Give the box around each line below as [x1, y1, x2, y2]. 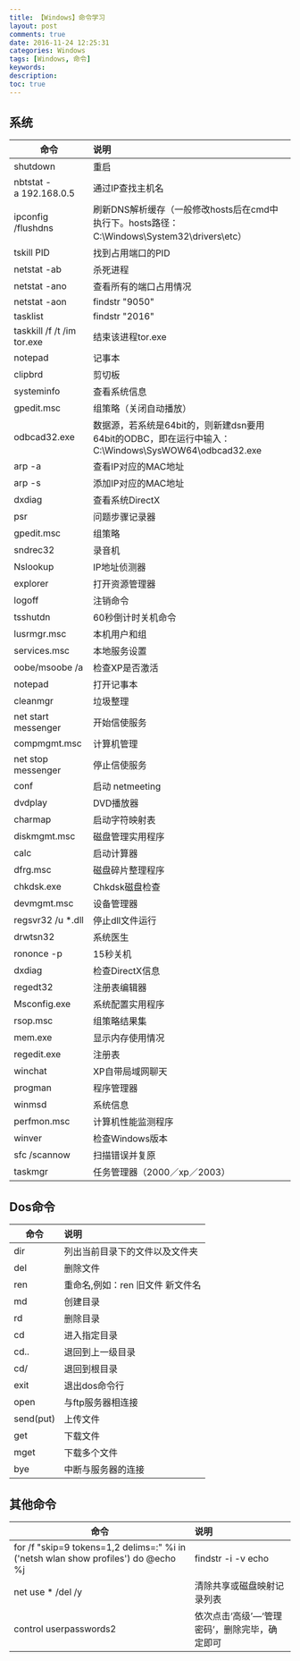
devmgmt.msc [13, 897, 74, 910]
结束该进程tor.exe [92, 331, 167, 343]
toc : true [9, 80, 46, 89]
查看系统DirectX [92, 494, 161, 506]
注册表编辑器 [92, 981, 147, 994]
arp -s [13, 477, 42, 489]
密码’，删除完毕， [194, 1623, 270, 1636]
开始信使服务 [92, 716, 147, 729]
